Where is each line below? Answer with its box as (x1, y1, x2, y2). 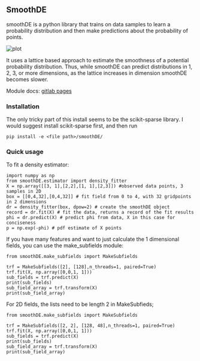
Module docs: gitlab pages (6, 87, 72, 95)
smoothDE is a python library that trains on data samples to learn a (6, 20, 171, 28)
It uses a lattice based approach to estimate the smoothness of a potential (6, 56, 189, 63)
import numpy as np (6, 173, 55, 179)
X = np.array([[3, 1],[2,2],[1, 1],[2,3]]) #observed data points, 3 (6, 183, 184, 189)
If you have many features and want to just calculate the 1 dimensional (6, 236, 180, 243)
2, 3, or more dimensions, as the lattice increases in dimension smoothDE (6, 69, 187, 77)
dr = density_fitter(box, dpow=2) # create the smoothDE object (6, 204, 170, 210)
